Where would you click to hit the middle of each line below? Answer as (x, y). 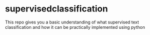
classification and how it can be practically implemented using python (75, 27)
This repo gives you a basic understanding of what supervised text (72, 22)
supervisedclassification (56, 9)
